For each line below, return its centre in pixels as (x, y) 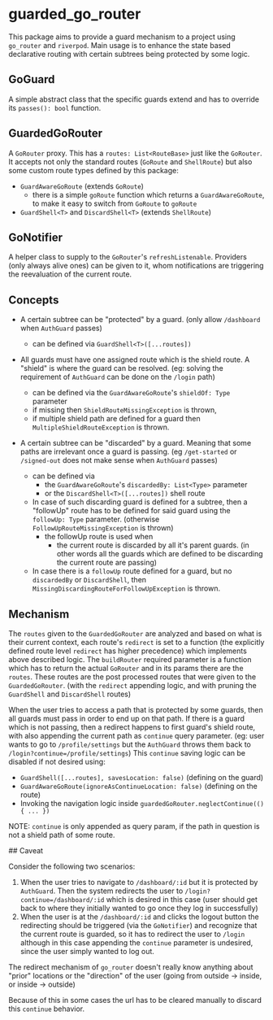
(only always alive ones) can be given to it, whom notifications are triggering (136, 266)
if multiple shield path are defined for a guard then (116, 419)
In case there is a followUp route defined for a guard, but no (132, 571)
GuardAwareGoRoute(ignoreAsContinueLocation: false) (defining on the (139, 786)
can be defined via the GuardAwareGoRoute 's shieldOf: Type (131, 393)
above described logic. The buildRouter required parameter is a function (130, 659)
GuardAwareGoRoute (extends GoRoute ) (82, 186)
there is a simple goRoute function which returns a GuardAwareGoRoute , (148, 194)
